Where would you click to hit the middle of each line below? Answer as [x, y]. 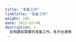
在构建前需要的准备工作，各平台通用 [41, 32]
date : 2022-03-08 [23, 23]
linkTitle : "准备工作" [27, 14]
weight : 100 [17, 18]
